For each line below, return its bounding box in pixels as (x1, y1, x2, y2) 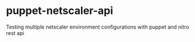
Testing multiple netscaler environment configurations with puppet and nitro (6, 23, 189, 30)
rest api (6, 29, 25, 36)
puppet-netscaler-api (6, 4, 114, 17)
